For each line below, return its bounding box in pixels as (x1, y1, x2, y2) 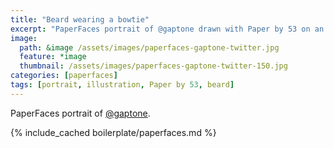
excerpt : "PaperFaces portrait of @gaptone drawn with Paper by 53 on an (10, 24, 325, 34)
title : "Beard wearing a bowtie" (10, 14, 150, 25)
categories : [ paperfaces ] (10, 71, 118, 81)
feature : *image (19, 52, 87, 62)
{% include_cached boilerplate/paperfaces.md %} (10, 126, 217, 138)
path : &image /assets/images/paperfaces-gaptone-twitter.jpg (19, 42, 280, 53)
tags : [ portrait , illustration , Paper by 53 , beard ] (10, 80, 235, 90)
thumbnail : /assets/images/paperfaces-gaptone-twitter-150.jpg (19, 61, 288, 71)
